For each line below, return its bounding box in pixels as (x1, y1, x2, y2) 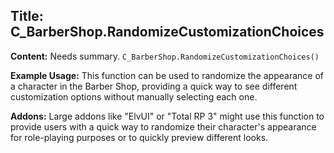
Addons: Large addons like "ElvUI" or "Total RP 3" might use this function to (10, 110, 325, 122)
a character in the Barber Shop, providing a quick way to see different (10, 80, 298, 92)
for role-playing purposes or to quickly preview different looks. (10, 131, 269, 143)
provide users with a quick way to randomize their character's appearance (10, 120, 317, 133)
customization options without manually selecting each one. (10, 90, 258, 103)
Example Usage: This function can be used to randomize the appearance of (10, 69, 324, 81)
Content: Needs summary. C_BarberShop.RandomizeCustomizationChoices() (10, 50, 320, 62)
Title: (10, 8, 44, 25)
